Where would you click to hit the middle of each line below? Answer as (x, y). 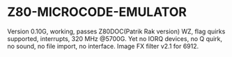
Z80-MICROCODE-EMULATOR (97, 12)
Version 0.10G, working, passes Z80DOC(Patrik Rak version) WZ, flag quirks (116, 31)
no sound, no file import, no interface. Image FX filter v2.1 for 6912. (103, 46)
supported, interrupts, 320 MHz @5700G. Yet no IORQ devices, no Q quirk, (115, 38)
